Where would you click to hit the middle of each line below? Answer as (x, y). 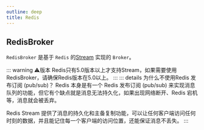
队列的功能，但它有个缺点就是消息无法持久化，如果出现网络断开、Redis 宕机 (102, 93)
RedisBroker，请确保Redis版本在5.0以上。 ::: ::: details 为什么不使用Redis (98, 78)
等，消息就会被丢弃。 (33, 100)
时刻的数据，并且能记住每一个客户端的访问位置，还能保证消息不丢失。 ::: (97, 121)
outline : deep (24, 12)
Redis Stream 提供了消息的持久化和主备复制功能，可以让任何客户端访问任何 (101, 113)
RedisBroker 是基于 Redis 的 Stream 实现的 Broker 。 (71, 57)
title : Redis (23, 18)
